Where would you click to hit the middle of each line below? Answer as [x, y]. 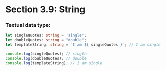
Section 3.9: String [45, 9]
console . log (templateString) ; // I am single [54, 63]
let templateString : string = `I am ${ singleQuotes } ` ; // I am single [83, 45]
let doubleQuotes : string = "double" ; [46, 40]
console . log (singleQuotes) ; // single [46, 54]
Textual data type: [28, 25]
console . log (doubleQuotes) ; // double [46, 58]
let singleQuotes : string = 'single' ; [46, 35]
